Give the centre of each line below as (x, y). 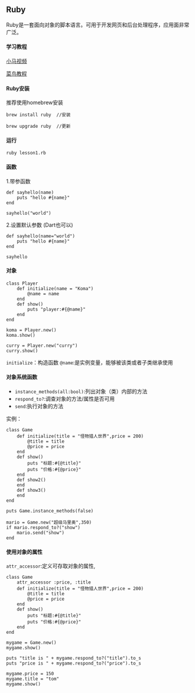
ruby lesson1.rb (26, 153)
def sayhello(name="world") (41, 236)
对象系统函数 (22, 377)
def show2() (31, 480)
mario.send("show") (41, 533)
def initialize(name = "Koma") (55, 289)
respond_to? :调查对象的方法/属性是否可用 (65, 399)
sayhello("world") (29, 213)
